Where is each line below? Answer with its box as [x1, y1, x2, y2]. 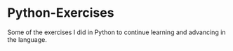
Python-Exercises [7, 5, 114, 21]
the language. [7, 35, 47, 43]
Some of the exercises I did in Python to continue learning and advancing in [7, 28, 226, 36]
